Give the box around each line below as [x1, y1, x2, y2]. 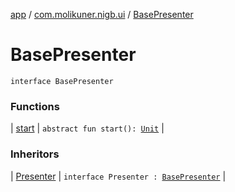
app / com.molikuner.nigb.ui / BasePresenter [10, 9, 194, 20]
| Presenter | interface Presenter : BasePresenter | [10, 170, 227, 182]
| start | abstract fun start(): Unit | [10, 122, 165, 134]
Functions [10, 99, 60, 113]
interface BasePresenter [10, 76, 114, 86]
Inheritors [10, 147, 60, 161]
